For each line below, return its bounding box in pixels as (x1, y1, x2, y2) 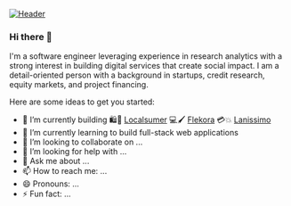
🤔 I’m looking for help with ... (21, 146, 127, 157)
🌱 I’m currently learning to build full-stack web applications (21, 128, 238, 138)
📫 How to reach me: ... (21, 166, 108, 177)
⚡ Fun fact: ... (21, 188, 71, 200)
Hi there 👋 (9, 30, 53, 43)
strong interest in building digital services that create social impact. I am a (9, 61, 279, 71)
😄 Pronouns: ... (21, 178, 80, 189)
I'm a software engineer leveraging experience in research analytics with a (9, 51, 283, 62)
